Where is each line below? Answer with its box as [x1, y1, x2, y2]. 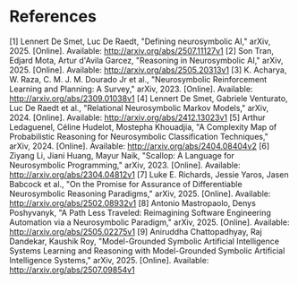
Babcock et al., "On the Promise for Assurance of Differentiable [9, 178, 243, 189]
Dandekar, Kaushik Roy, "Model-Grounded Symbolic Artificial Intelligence [9, 236, 280, 246]
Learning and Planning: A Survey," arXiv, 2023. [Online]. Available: [9, 83, 253, 94]
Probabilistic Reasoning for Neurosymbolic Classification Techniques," [9, 131, 268, 142]
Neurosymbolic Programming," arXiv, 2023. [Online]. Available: [9, 159, 241, 170]
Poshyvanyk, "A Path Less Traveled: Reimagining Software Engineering [9, 207, 271, 218]
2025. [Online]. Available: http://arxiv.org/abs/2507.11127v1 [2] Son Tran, [9, 45, 275, 56]
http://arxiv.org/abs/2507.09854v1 [9, 264, 136, 275]
